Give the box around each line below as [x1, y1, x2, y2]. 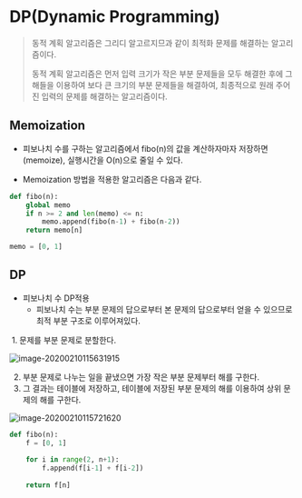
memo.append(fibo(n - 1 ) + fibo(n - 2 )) [42, 217, 180, 226]
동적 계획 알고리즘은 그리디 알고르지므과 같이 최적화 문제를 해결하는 [31, 37, 269, 48]
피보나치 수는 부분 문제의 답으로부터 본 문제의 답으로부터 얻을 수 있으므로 [35, 304, 293, 314]
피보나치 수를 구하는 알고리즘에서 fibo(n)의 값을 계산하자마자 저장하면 [22, 143, 269, 154]
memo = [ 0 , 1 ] [9, 243, 63, 252]
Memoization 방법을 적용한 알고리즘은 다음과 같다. [22, 174, 202, 184]
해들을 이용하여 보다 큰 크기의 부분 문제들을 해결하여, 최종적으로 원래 [31, 79, 274, 90]
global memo [25, 200, 71, 210]
